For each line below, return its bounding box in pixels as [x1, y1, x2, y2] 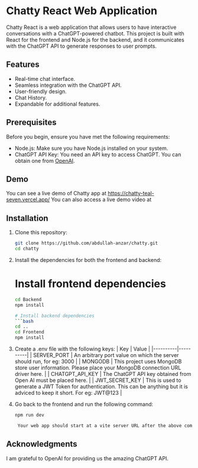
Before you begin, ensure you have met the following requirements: [6, 133, 170, 140]
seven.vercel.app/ [6, 196, 50, 203]
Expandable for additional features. [14, 100, 100, 107]
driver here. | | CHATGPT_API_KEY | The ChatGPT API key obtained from [14, 371, 191, 377]
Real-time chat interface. [14, 75, 76, 82]
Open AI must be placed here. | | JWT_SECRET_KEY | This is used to [14, 377, 181, 384]
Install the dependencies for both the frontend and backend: [14, 256, 162, 263]
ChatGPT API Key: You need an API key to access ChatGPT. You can [14, 150, 181, 158]
